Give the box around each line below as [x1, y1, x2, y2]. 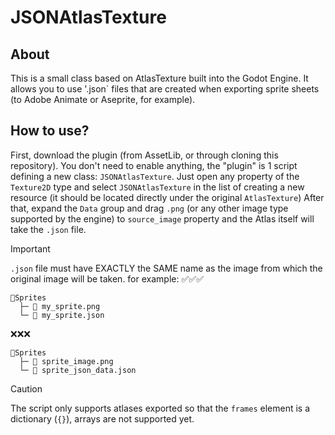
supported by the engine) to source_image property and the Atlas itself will [10, 212, 315, 225]
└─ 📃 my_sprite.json [19, 310, 105, 320]
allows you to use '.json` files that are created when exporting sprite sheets [10, 83, 320, 95]
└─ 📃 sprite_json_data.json [19, 365, 137, 375]
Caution [10, 382, 43, 395]
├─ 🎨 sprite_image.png [19, 356, 114, 366]
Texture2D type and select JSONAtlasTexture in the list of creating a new [10, 181, 305, 193]
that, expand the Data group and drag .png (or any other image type [10, 202, 289, 214]
